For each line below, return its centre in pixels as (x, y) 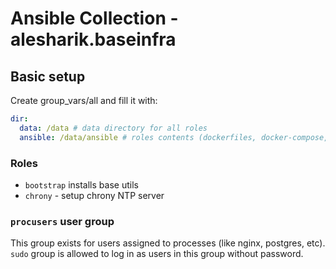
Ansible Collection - (94, 18)
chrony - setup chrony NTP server (94, 195)
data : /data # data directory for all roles (113, 128)
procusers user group (62, 221)
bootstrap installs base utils (81, 184)
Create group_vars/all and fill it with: (84, 100)
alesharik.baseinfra (93, 39)
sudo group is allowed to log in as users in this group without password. (157, 254)
